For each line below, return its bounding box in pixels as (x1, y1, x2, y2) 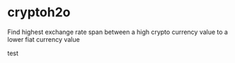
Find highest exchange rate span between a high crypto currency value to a (7, 28, 229, 36)
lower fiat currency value (7, 35, 80, 43)
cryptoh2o (7, 4, 71, 21)
